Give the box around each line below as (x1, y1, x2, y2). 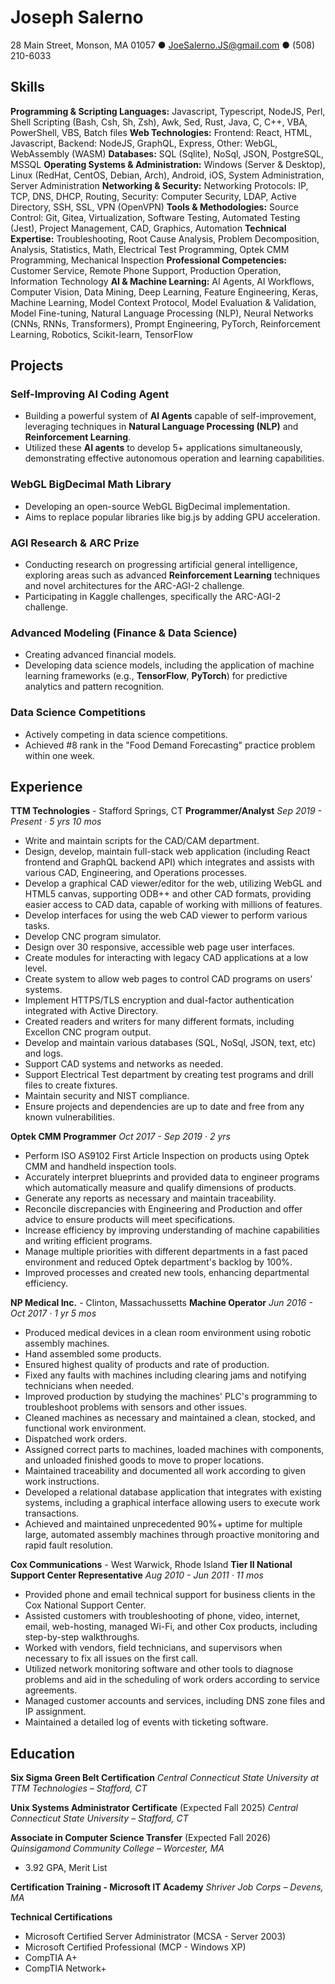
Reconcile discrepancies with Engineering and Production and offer (24, 1203, 303, 1215)
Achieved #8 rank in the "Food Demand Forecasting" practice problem (24, 739, 316, 751)
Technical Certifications (10, 1911, 113, 1923)
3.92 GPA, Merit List (24, 1862, 108, 1874)
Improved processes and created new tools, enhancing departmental (24, 1267, 310, 1279)
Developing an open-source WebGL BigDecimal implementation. (24, 500, 291, 512)
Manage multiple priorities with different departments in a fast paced (24, 1246, 308, 1258)
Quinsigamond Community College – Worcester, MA (10, 1842, 225, 1855)
